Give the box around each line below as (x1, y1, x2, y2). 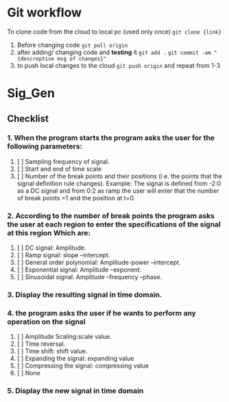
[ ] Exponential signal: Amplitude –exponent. (16, 265, 142, 274)
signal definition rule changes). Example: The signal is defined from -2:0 (16, 179, 221, 187)
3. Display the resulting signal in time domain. (7, 290, 162, 300)
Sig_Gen (7, 86, 55, 101)
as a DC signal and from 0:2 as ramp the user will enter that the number (16, 187, 219, 195)
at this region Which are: (7, 228, 91, 237)
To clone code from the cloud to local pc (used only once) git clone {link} (7, 27, 221, 36)
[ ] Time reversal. (16, 340, 66, 348)
